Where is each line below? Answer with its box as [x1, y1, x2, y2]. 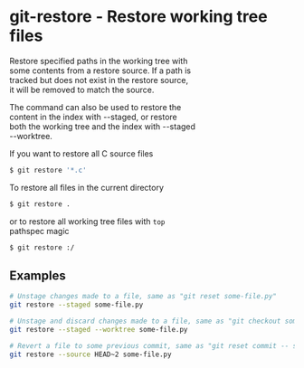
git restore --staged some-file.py [9, 300, 144, 309]
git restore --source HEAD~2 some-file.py [9, 350, 172, 359]
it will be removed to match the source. [9, 84, 155, 95]
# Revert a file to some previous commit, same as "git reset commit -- [9, 341, 290, 350]
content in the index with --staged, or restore [9, 111, 178, 122]
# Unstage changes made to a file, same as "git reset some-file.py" [9, 292, 278, 301]
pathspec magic [9, 225, 70, 236]
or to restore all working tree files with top [9, 215, 166, 227]
